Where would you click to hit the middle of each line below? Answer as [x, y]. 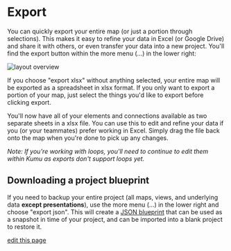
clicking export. [29, 102]
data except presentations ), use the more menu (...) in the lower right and [113, 205]
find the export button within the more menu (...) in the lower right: [102, 53]
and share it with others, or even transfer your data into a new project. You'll [116, 46]
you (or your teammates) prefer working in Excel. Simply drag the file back [113, 130]
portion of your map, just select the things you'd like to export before [105, 95]
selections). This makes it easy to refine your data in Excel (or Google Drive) [116, 38]
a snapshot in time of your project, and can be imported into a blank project [115, 219]
